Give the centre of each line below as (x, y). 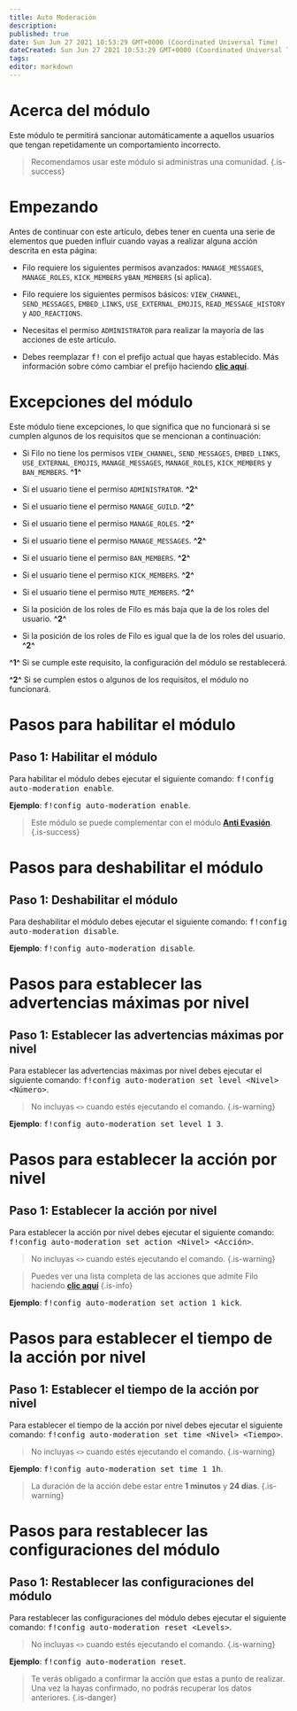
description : (33, 26)
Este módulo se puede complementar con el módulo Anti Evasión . (152, 822)
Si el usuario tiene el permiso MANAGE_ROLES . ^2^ (108, 523)
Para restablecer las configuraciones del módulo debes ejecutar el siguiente (148, 1617)
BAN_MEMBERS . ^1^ (52, 471)
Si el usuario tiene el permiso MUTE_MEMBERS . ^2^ (108, 592)
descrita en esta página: (53, 250)
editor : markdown (41, 67)
